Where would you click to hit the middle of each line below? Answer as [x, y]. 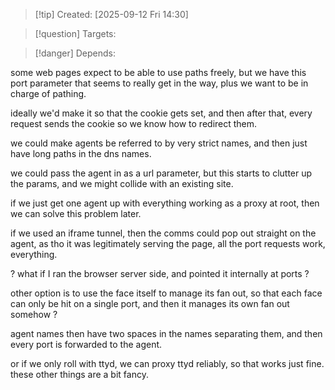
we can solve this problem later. [76, 213]
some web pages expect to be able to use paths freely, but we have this [158, 72]
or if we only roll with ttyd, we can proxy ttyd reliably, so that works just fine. [167, 363]
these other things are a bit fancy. [79, 374]
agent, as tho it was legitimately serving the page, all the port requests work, [168, 243]
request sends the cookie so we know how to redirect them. [134, 123]
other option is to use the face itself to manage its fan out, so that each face [166, 293]
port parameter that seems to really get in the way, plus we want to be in [159, 83]
